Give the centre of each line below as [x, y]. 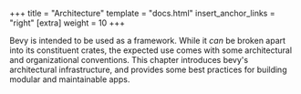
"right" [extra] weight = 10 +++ [67, 23]
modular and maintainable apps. [70, 79]
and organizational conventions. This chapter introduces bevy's [129, 60]
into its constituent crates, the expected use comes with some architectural [151, 50]
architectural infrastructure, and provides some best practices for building [148, 69]
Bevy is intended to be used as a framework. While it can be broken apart [147, 41]
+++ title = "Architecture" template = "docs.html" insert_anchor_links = [142, 13]
